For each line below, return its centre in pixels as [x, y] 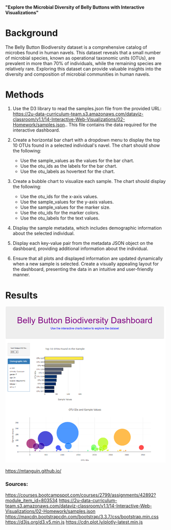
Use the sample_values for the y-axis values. [67, 202]
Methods [25, 95]
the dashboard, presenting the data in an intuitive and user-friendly [83, 269]
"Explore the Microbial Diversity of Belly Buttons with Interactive [75, 7]
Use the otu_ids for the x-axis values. [59, 197]
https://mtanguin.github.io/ [33, 471]
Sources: [17, 484]
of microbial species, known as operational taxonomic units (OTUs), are [80, 58]
